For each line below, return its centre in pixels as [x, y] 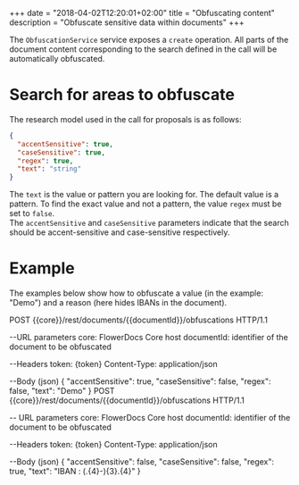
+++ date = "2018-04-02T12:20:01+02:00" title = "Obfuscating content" [142, 13]
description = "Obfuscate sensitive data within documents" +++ [127, 22]
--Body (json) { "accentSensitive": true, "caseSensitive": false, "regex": [140, 381]
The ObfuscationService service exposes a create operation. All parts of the [149, 40]
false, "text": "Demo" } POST [62, 391]
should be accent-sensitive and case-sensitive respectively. [120, 232]
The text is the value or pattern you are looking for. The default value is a [144, 195]
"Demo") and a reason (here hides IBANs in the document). [118, 303]
